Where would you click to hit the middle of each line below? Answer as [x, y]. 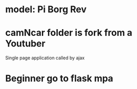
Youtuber [25, 44]
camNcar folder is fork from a [69, 33]
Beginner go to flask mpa [59, 79]
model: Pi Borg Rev [46, 9]
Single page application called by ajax [45, 58]
